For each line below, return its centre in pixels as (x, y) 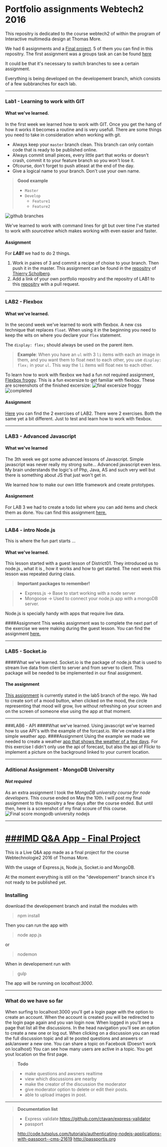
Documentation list (38, 1109)
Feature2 (41, 207)
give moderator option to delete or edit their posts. (76, 1089)
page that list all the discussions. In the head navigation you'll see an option (83, 1027)
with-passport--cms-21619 (45, 1139)
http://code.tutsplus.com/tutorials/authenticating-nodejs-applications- (89, 1134)
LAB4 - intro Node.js (30, 530)
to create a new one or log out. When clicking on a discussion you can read (82, 1033)
